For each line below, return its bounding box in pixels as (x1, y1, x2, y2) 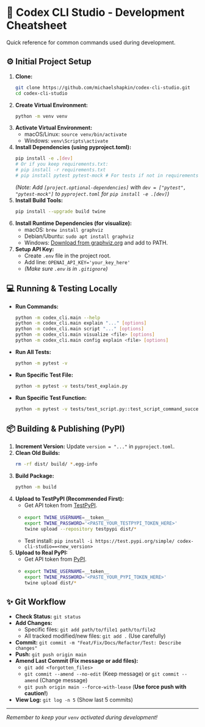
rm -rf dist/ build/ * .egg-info (15, 461, 98, 467)
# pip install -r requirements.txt (15, 167, 106, 173)
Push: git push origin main (15, 651, 87, 658)
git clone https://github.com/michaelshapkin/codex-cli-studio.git (15, 84, 190, 90)
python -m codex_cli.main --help (15, 314, 101, 320)
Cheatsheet (6, 18, 67, 32)
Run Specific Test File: (15, 371, 73, 378)
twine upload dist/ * (24, 580, 77, 586)
